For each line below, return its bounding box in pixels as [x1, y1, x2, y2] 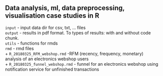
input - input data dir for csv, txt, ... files [5, 25, 86, 30]
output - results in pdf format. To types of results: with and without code [5, 29, 151, 36]
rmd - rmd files [5, 45, 34, 51]
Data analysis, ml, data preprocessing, [5, 4, 125, 12]
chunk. [5, 35, 19, 41]
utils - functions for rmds [5, 40, 58, 46]
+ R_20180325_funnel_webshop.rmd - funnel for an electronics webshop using [5, 61, 159, 67]
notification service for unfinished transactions [5, 66, 99, 72]
